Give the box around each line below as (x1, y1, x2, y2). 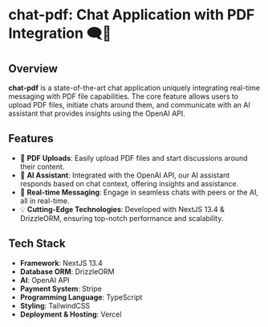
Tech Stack (8, 237, 66, 251)
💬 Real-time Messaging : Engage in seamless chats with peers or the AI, (19, 187, 259, 197)
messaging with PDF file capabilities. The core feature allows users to (8, 92, 239, 101)
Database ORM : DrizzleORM (19, 267, 115, 276)
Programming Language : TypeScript (19, 292, 143, 302)
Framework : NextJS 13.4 (19, 258, 103, 268)
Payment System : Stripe (19, 284, 102, 293)
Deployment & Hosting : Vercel (19, 309, 122, 319)
